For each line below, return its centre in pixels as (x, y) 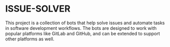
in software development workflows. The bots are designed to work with (81, 28)
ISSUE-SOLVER (38, 9)
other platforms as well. (30, 39)
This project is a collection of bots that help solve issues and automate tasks (85, 23)
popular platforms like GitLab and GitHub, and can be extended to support (83, 33)
